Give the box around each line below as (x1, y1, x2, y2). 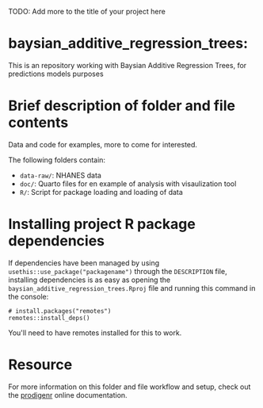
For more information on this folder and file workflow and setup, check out (8, 382, 251, 391)
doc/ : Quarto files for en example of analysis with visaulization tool (19, 178, 237, 189)
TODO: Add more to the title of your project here (8, 7, 166, 16)
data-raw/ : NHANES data (19, 170, 101, 180)
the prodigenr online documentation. (8, 390, 128, 399)
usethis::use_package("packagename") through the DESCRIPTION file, (8, 266, 227, 276)
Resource (8, 356, 73, 373)
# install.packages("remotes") (8, 307, 112, 315)
